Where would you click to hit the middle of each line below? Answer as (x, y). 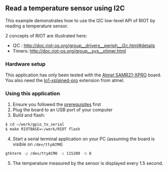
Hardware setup (25, 64)
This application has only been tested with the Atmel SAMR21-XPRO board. (83, 75)
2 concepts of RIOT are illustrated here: (46, 35)
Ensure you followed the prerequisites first (57, 104)
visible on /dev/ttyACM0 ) (38, 144)
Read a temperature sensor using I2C (65, 8)
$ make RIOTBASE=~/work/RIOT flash (43, 129)
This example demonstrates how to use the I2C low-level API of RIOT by (80, 20)
